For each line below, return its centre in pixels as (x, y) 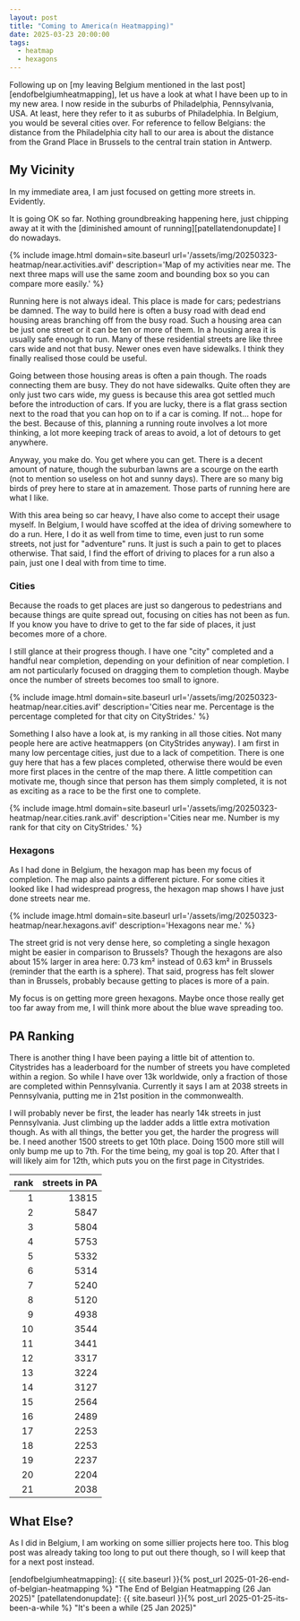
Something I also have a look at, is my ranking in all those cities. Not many (146, 734)
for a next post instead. (52, 1562)
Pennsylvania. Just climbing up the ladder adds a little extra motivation (140, 1123)
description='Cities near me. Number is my (200, 818)
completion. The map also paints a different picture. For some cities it (137, 880)
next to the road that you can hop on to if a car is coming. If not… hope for (146, 413)
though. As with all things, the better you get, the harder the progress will (144, 1132)
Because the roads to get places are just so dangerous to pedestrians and (146, 605)
